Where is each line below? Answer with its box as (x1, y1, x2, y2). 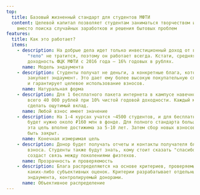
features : (6, 31, 31, 37)
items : (11, 42, 28, 48)
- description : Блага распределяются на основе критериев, (17, 163, 167, 169)
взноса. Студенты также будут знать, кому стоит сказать (27, 147, 171, 153)
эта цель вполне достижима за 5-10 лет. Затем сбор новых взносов (27, 125, 196, 131)
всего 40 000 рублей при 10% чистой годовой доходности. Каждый (27, 97, 190, 103)
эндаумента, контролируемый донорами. (27, 175, 124, 181)
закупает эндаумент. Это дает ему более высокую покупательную (27, 75, 187, 81)
